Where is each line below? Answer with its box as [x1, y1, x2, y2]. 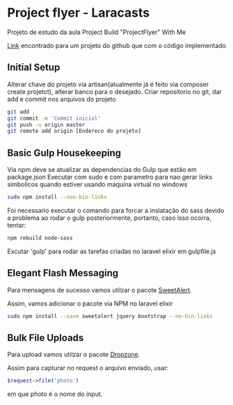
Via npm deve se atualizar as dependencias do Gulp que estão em [7, 166, 197, 174]
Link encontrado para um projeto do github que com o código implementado [7, 41, 226, 49]
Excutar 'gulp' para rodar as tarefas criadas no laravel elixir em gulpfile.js [7, 247, 216, 255]
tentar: [7, 221, 26, 229]
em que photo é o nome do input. [7, 390, 103, 398]
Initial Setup [7, 61, 61, 74]
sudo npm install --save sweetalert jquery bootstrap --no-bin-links [7, 312, 214, 319]
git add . [7, 108, 36, 116]
